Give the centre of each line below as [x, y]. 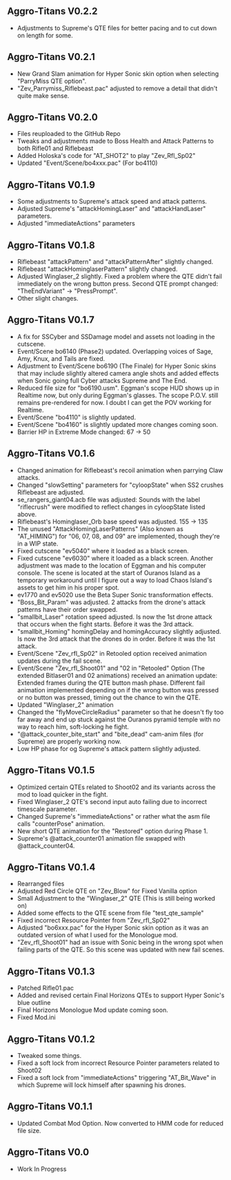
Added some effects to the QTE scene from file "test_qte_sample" [111, 913]
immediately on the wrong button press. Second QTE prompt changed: [118, 284]
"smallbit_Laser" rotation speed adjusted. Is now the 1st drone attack [114, 617]
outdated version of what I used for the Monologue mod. [97, 935]
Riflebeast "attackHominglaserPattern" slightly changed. [97, 269]
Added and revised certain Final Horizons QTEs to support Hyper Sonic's [121, 995]
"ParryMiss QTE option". [52, 81]
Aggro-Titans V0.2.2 [52, 11]
